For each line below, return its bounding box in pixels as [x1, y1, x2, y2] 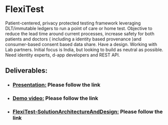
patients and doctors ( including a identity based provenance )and [5, 36, 142, 42]
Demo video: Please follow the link [12, 95, 99, 102]
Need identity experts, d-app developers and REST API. [5, 51, 120, 58]
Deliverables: [5, 66, 48, 75]
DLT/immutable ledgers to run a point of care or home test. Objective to [5, 25, 152, 31]
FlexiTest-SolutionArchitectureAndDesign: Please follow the [12, 108, 163, 115]
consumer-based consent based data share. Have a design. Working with [5, 41, 157, 47]
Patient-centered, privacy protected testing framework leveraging [5, 20, 141, 26]
